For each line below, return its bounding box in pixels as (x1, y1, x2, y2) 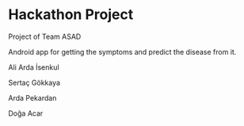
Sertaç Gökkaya (8, 78, 61, 87)
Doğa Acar (8, 109, 44, 118)
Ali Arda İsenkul (8, 62, 59, 72)
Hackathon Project (8, 6, 134, 24)
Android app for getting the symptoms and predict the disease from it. (8, 47, 237, 56)
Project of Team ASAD (8, 32, 82, 41)
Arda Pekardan (8, 93, 57, 102)
